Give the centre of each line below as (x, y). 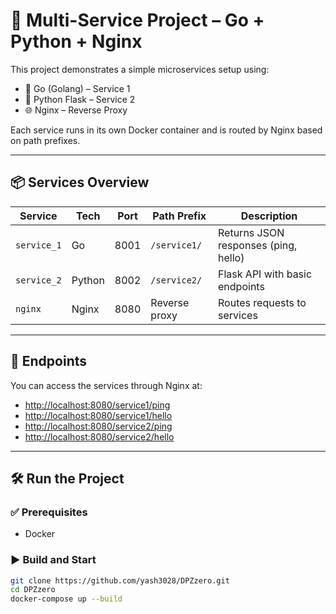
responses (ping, (258, 245)
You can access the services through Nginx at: (106, 385)
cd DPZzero (33, 590)
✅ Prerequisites (49, 512)
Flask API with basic (265, 274)
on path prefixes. (45, 140)
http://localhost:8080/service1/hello (98, 415)
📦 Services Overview (80, 182)
